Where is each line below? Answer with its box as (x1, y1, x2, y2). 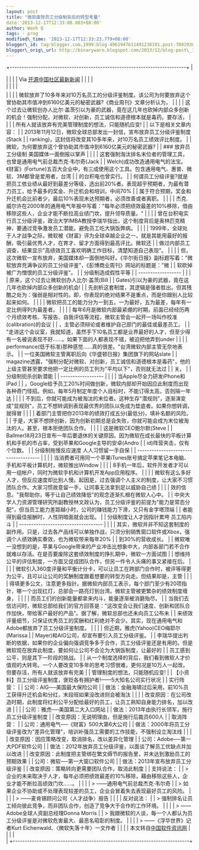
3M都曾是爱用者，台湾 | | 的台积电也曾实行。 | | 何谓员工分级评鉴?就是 (16, 172, 188, 179)
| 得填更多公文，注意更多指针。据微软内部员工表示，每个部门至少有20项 (6, 580, 182, 587)
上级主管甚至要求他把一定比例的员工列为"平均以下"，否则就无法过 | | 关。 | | (6, 365, 191, 372)
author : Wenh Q (6, 25, 44, 31)
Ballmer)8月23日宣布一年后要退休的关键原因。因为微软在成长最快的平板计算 (6, 432, 192, 439)
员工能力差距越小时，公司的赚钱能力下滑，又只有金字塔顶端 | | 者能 (29, 506, 193, 513)
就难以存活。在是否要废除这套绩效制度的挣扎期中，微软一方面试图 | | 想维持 (6, 550, 191, 557)
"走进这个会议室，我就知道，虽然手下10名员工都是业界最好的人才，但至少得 (6, 328, 191, 335)
